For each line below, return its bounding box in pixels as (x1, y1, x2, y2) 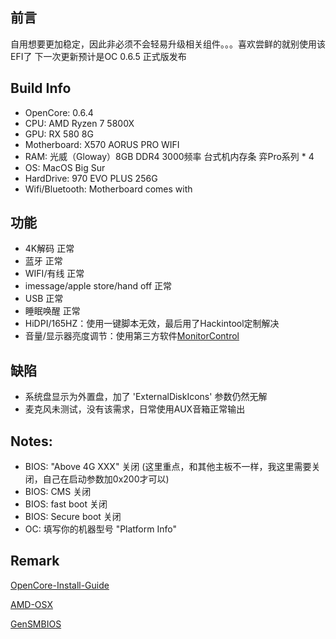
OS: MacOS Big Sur (24, 161, 106, 173)
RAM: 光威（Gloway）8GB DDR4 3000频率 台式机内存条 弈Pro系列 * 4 (24, 150, 315, 162)
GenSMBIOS (10, 618, 62, 630)
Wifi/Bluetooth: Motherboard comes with (24, 183, 193, 195)
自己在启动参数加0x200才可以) (42, 473, 170, 485)
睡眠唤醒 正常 (24, 305, 81, 317)
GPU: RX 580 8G (24, 128, 94, 140)
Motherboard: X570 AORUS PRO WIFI (24, 138, 180, 150)
